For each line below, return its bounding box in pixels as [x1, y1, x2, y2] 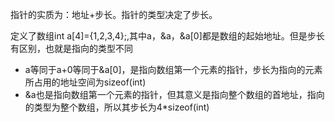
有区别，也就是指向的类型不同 [10, 43, 133, 54]
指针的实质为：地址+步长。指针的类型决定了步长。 [10, 9, 218, 20]
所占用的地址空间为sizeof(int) [24, 76, 147, 88]
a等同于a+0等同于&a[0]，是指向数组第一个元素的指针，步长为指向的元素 [24, 64, 323, 75]
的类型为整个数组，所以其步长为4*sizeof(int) [24, 101, 210, 113]
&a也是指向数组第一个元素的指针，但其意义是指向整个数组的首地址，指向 [24, 89, 325, 100]
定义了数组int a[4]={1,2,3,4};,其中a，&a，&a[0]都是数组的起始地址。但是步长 [10, 30, 325, 42]
